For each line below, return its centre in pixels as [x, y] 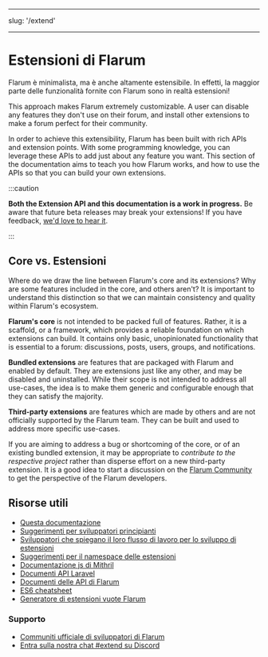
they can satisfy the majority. [56, 396]
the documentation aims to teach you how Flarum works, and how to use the [134, 164]
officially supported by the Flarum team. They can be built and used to [124, 420]
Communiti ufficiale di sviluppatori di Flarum [92, 636]
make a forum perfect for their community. [78, 123]
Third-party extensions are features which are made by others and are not [132, 411]
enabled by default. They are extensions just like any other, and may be [125, 370]
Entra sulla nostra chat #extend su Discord [90, 645]
